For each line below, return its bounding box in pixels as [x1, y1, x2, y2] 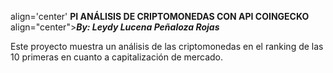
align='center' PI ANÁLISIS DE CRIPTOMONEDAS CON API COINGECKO [10, 11, 310, 22]
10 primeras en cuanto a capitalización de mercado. [10, 51, 224, 63]
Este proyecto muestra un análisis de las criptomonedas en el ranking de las [10, 41, 324, 52]
